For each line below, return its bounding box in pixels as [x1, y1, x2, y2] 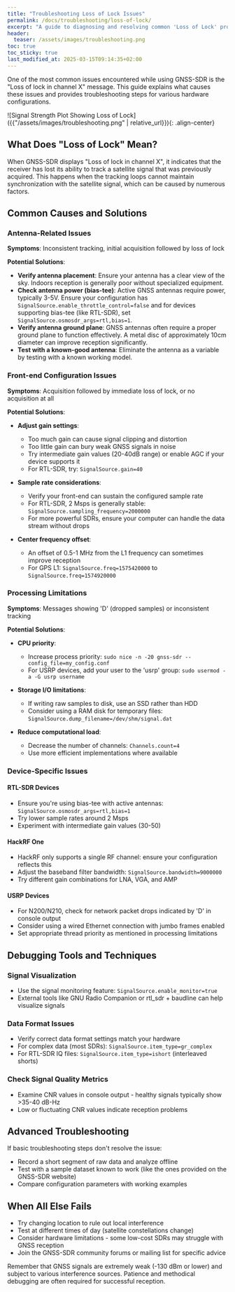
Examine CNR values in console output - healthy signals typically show [17, 1090, 222, 1099]
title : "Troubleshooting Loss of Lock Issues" [7, 10, 145, 18]
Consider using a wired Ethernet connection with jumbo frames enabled [17, 922, 225, 930]
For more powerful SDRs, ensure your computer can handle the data [27, 514, 225, 522]
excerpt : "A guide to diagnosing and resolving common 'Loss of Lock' [7, 23, 218, 30]
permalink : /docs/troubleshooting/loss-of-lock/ [7, 17, 152, 24]
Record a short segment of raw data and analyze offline [17, 1158, 178, 1166]
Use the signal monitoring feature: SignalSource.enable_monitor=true [17, 987, 218, 995]
